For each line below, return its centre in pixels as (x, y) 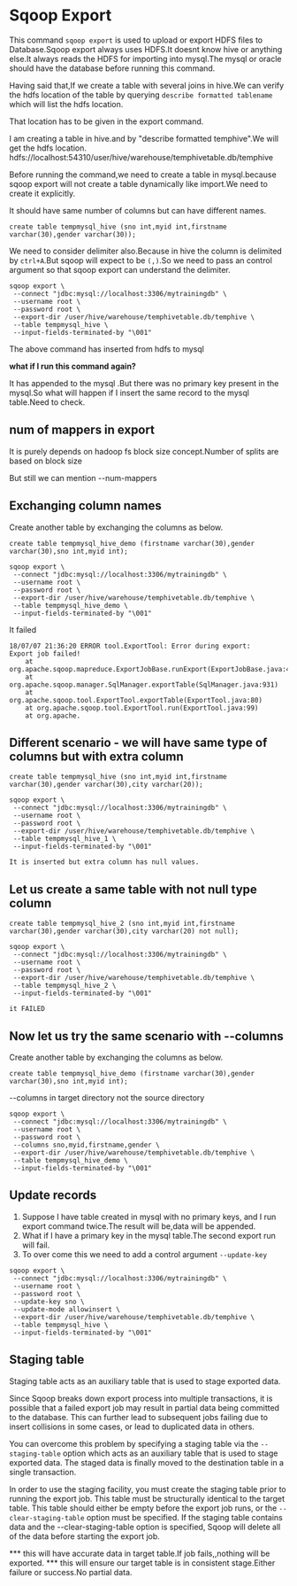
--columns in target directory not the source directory (107, 1098)
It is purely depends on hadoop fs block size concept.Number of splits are (144, 451)
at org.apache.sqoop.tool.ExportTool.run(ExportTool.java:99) (142, 708)
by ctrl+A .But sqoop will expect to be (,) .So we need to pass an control (141, 260)
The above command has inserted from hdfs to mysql (107, 349)
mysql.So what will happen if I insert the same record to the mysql (129, 393)
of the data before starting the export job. (85, 1536)
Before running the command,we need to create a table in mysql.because (143, 175)
